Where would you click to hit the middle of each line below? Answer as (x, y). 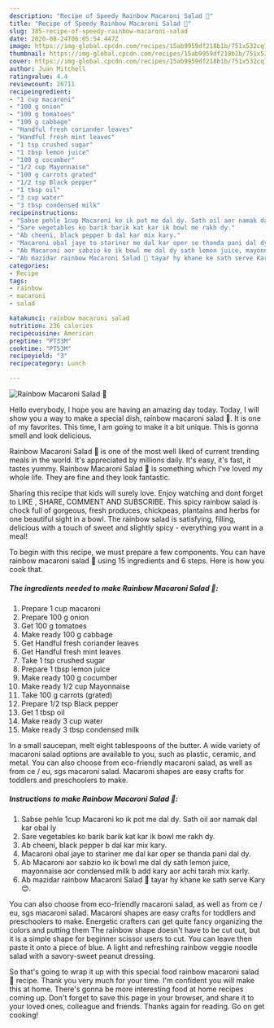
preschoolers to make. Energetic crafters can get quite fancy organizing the (136, 921)
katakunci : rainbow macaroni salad (70, 318)
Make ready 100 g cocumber (69, 677)
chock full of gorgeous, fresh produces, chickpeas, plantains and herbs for (135, 510)
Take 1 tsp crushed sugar (63, 660)
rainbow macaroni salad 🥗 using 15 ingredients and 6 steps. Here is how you (137, 561)
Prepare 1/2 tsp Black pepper (70, 703)
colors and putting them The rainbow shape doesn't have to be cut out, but (135, 930)
